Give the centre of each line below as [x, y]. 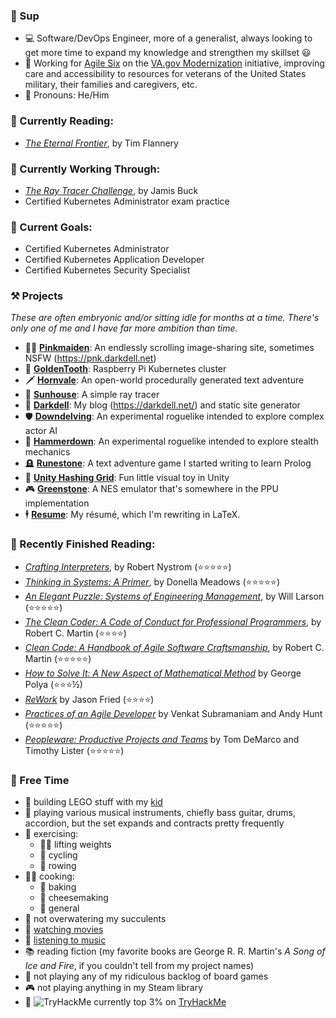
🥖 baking [58, 887]
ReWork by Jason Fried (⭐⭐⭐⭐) [89, 699]
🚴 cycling [58, 855]
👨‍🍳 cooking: [49, 876]
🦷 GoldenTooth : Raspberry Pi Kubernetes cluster [125, 369]
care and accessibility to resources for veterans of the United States [165, 74]
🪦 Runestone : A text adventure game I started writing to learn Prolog [168, 463]
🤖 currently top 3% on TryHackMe [125, 1002]
